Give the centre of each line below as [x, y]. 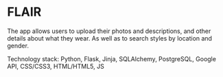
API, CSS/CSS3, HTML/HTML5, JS [56, 66]
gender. [18, 45]
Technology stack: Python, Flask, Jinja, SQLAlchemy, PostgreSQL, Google [111, 58]
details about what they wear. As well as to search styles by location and [110, 38]
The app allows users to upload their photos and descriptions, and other [109, 31]
